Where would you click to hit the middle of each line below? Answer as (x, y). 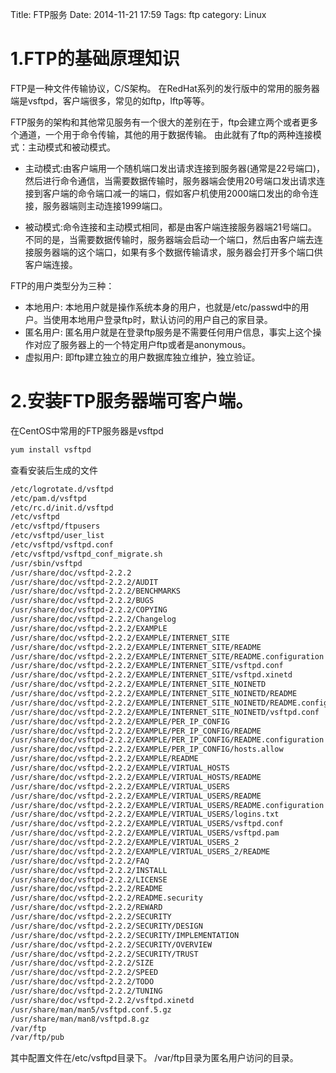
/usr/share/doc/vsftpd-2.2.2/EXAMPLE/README (104, 759)
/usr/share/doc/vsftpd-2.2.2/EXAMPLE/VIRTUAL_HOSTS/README (136, 777)
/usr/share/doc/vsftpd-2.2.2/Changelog (93, 619)
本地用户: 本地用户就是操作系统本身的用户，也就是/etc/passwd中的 (162, 307)
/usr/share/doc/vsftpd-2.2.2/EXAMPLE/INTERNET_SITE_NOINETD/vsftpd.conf (165, 712)
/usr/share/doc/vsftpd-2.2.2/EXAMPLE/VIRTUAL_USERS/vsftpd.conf (147, 824)
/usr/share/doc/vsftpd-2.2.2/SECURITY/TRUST (104, 954)
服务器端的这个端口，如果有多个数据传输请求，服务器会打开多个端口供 (178, 252)
